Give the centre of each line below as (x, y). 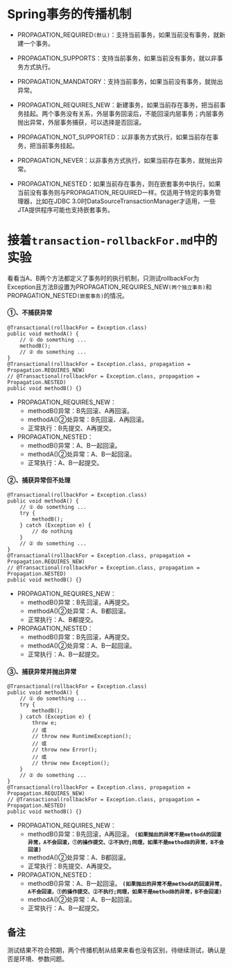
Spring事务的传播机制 (69, 14)
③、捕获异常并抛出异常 (42, 671)
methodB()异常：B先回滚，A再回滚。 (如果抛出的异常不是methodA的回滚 (124, 834)
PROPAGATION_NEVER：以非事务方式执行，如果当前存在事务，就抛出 (117, 160)
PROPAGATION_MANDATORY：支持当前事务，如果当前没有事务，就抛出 (120, 81)
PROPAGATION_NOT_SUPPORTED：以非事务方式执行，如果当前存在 (115, 137)
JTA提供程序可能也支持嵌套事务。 (66, 209)
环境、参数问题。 (43, 959)
